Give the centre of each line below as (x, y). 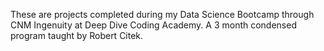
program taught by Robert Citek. (77, 35)
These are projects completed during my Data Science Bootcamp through (162, 14)
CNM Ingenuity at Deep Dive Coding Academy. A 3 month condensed (153, 25)
